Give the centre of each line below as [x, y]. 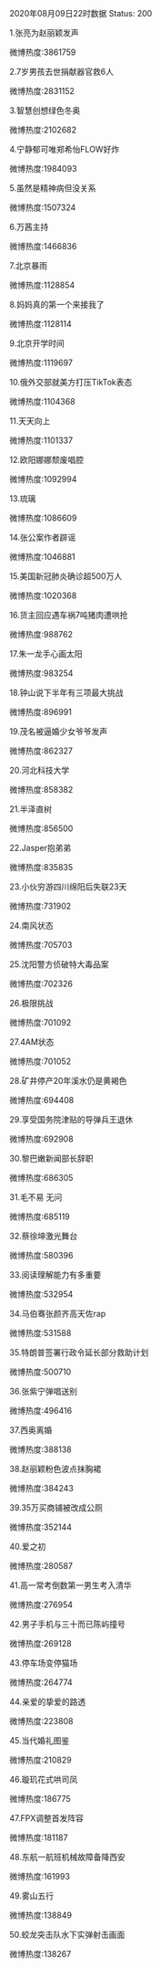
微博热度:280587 [41, 1566]
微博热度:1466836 [43, 246]
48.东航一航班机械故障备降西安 [67, 1857]
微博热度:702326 [41, 984]
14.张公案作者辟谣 [43, 537]
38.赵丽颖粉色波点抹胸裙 [55, 1469]
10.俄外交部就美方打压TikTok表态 [71, 382]
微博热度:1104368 [42, 401]
